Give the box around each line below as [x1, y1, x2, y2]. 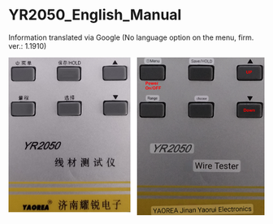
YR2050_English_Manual [8, 6, 182, 24]
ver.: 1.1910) [8, 41, 47, 50]
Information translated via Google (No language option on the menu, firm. [8, 32, 254, 42]
